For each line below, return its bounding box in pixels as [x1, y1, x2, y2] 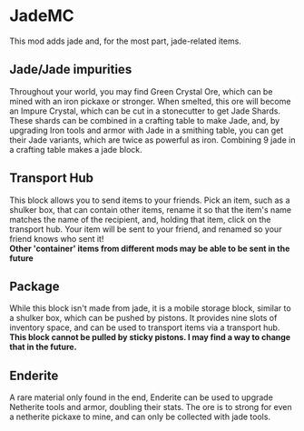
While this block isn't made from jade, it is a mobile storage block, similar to [9, 303, 292, 314]
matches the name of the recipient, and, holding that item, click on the [9, 214, 271, 225]
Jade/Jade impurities [9, 62, 132, 77]
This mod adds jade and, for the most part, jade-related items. [9, 35, 242, 46]
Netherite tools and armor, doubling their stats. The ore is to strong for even [9, 402, 292, 413]
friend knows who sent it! [9, 233, 104, 244]
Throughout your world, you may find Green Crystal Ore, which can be [9, 85, 273, 96]
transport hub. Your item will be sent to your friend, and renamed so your [9, 224, 282, 235]
